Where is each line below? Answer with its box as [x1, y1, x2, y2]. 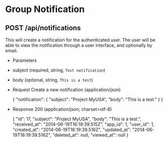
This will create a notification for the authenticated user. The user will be [5, 37, 155, 43]
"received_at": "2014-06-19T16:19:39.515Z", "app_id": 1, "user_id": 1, [12, 121, 155, 127]
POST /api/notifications [5, 24, 81, 32]
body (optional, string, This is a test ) [12, 77, 93, 83]
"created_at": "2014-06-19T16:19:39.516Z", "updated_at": [12, 127, 132, 132]
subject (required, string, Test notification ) [12, 67, 105, 73]
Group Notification [5, 4, 85, 15]
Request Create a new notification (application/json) [12, 87, 121, 93]
